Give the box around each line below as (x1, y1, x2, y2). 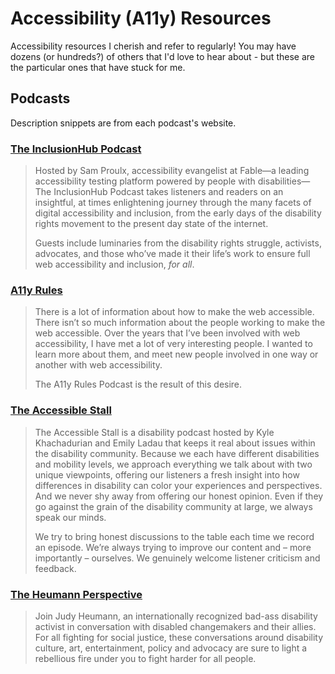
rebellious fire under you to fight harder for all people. (34, 652, 257, 664)
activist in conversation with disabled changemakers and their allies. (34, 620, 317, 632)
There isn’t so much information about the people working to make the (34, 317, 326, 329)
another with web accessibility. (34, 359, 163, 371)
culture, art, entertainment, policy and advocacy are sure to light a (34, 642, 308, 654)
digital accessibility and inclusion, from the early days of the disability (34, 207, 322, 219)
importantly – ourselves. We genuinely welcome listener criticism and (34, 552, 321, 564)
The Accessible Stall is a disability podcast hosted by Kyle (34, 426, 275, 438)
